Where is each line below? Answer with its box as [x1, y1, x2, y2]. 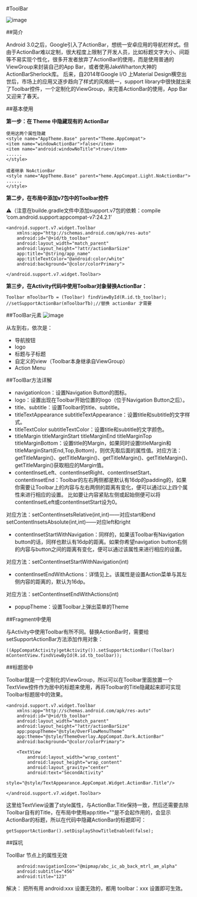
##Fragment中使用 [6, 616, 52, 623]
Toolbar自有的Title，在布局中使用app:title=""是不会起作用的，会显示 [6, 809, 171, 816]
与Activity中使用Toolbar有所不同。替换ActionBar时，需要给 [6, 628, 149, 635]
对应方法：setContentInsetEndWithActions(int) [6, 591, 119, 597]
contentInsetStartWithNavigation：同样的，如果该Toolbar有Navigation [14, 531, 185, 538]
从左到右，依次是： [6, 324, 53, 331]
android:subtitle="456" [16, 869, 75, 875]
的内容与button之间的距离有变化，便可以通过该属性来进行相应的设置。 [14, 546, 185, 553]
